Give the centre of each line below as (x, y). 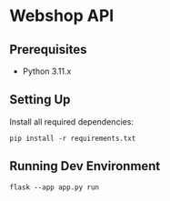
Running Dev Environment (85, 166)
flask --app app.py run (55, 187)
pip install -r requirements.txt (73, 138)
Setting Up (40, 100)
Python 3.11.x (47, 71)
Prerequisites (48, 50)
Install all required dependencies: (72, 121)
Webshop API (62, 16)
